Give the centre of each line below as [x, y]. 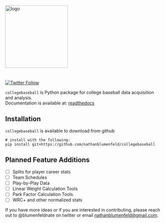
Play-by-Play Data [31, 183]
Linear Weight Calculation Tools [45, 189]
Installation [23, 119]
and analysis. [19, 98]
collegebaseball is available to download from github [60, 131]
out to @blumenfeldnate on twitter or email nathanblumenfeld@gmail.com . [82, 215]
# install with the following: [38, 140]
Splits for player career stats [41, 172]
